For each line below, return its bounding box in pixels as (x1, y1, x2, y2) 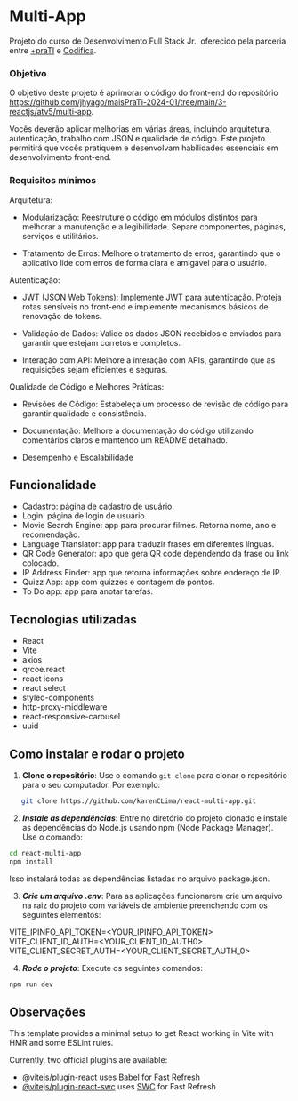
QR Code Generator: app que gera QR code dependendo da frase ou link (21, 549, 289, 559)
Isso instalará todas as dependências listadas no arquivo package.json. (9, 873, 270, 884)
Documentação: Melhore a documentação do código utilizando (21, 425, 254, 436)
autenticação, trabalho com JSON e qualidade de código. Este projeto (9, 133, 265, 144)
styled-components (21, 692, 95, 703)
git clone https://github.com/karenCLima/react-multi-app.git (20, 796, 256, 806)
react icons (21, 673, 64, 684)
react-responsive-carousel (21, 711, 121, 722)
